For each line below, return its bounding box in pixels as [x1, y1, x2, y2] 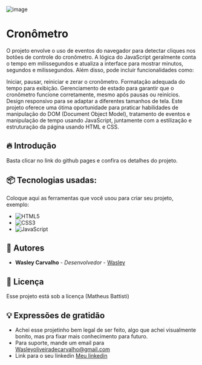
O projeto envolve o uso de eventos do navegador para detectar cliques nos [6, 47, 196, 54]
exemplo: [6, 201, 29, 208]
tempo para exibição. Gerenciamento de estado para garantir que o [6, 84, 174, 92]
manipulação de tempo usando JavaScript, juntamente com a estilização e [6, 116, 192, 124]
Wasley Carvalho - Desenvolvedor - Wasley [15, 259, 126, 266]
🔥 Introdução [6, 141, 56, 151]
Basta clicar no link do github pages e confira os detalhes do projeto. [6, 156, 178, 164]
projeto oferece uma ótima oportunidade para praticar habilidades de [6, 104, 178, 111]
